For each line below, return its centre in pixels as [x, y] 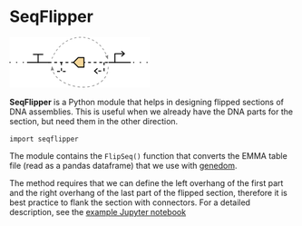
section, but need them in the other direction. [94, 121]
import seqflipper [44, 139]
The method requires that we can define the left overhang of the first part [146, 182]
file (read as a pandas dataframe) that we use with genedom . [123, 165]
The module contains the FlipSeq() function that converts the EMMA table [148, 155]
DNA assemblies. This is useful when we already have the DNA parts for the [151, 112]
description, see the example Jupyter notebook [98, 211]
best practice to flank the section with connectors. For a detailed [130, 202]
